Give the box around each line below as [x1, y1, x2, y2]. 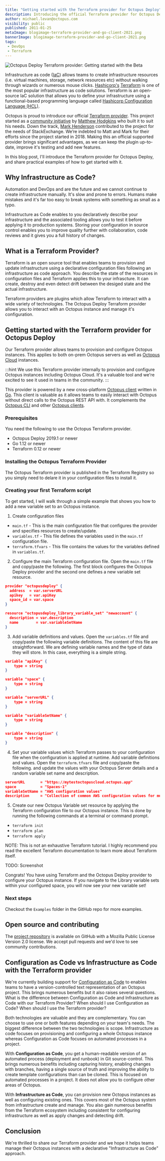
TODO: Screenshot [5, 862, 43, 868]
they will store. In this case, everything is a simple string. [12, 649, 127, 655]
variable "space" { [5, 677, 45, 682]
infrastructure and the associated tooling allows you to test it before [5, 217, 142, 223]
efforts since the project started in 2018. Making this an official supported [5, 134, 154, 140]
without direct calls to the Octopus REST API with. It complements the [5, 397, 146, 403]
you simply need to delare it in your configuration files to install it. [5, 475, 137, 481]
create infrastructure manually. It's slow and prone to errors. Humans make [5, 191, 157, 197]
